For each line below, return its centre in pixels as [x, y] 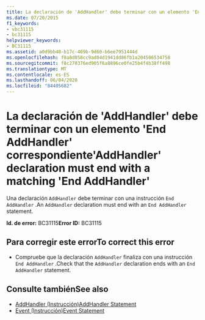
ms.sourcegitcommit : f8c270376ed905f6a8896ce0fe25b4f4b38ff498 [88, 63]
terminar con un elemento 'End [86, 129]
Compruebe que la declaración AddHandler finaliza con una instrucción [104, 257]
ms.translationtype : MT [37, 69]
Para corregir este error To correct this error [91, 242]
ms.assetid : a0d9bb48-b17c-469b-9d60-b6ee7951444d [72, 52]
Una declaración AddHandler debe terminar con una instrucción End [90, 198]
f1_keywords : [23, 23]
